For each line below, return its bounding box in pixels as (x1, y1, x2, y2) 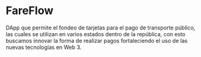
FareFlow (5, 4, 54, 18)
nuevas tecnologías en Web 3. (5, 44, 82, 51)
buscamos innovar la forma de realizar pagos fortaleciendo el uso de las (5, 37, 188, 44)
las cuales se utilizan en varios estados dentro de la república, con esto (5, 30, 186, 37)
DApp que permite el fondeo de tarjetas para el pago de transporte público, (5, 24, 196, 31)
